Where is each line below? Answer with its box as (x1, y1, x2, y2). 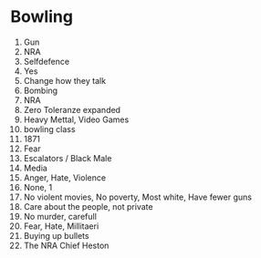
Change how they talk (23, 75, 107, 86)
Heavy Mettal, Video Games (23, 114, 130, 125)
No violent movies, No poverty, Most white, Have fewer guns (23, 191, 252, 202)
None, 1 (23, 181, 53, 192)
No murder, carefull (23, 211, 97, 222)
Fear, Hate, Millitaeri (23, 221, 99, 232)
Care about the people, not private (23, 201, 153, 212)
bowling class (23, 123, 76, 134)
